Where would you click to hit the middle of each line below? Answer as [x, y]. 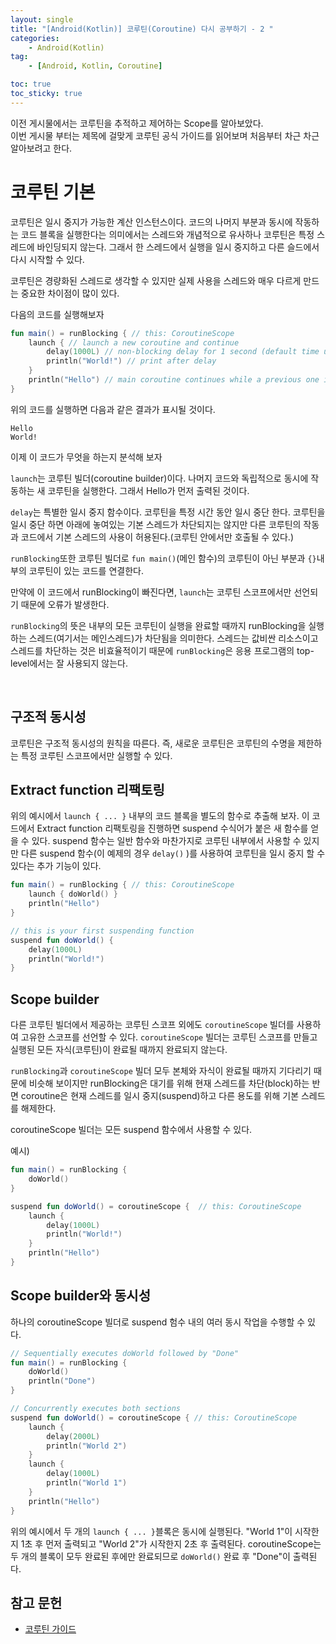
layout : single [42, 19]
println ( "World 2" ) [87, 1446]
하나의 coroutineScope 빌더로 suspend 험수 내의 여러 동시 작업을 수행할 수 [158, 1322]
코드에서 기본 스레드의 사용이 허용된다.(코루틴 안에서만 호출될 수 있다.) [157, 537]
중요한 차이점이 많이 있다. [70, 293]
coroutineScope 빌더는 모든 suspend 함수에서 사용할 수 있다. [131, 1130]
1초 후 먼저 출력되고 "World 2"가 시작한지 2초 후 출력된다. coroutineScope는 [171, 1543]
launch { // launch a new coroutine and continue [134, 342]
